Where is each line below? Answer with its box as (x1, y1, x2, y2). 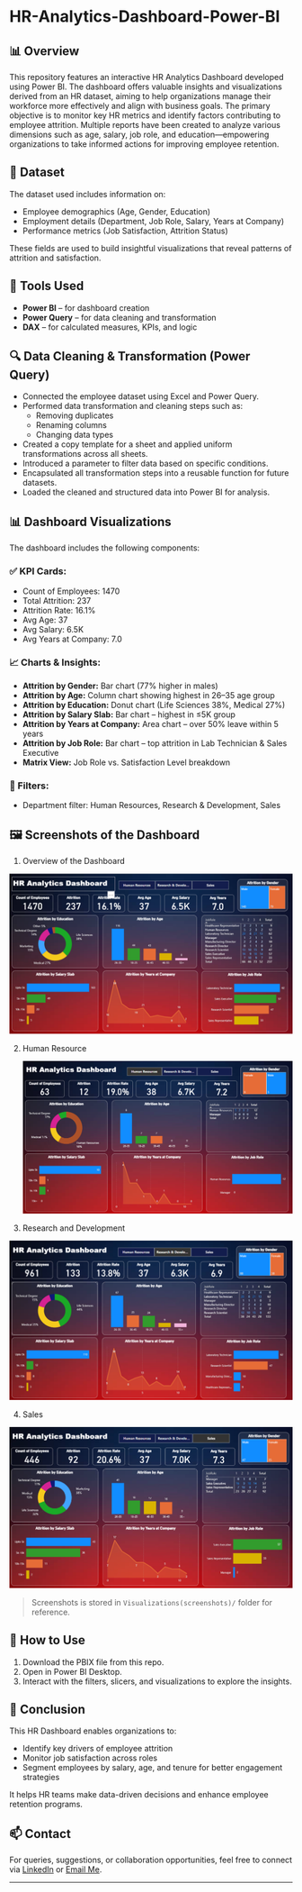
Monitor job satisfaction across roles (22, 1752, 158, 1763)
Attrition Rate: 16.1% (22, 605, 96, 615)
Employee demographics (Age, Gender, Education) (22, 205, 211, 217)
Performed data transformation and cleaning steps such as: (22, 401, 244, 412)
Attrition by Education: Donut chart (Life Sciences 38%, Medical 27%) (22, 699, 286, 710)
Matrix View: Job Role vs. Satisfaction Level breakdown (22, 757, 231, 768)
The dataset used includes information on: (9, 188, 166, 199)
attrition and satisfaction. (9, 252, 102, 263)
